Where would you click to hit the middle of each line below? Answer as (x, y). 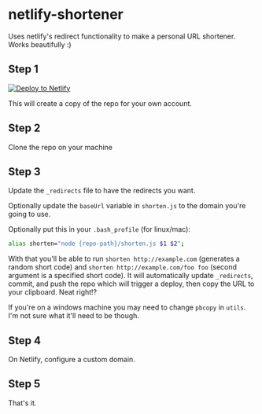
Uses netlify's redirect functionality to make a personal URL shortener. (122, 36)
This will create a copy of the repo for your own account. (100, 103)
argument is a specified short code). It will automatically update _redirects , (131, 276)
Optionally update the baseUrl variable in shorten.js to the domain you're (127, 206)
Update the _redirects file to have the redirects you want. (102, 191)
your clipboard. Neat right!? (53, 292)
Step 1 (24, 70)
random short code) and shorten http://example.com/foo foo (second (123, 267)
